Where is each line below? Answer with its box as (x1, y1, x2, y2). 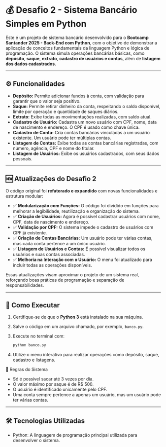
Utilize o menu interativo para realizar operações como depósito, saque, (12, 352, 160, 358)
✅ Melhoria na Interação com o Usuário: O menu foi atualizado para (12, 257, 152, 262)
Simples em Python (5, 18, 87, 30)
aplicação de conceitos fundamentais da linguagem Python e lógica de (5, 45, 150, 51)
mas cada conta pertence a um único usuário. (12, 240, 106, 246)
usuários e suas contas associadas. (12, 251, 85, 257)
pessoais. (12, 155, 33, 161)
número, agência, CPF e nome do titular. (12, 145, 95, 151)
